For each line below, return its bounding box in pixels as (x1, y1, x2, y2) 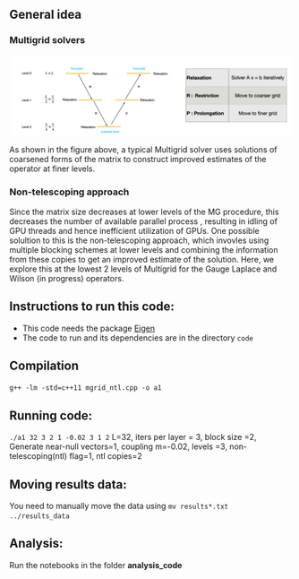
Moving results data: (9, 477, 127, 492)
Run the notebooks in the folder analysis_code (9, 559, 183, 570)
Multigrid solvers (9, 34, 86, 47)
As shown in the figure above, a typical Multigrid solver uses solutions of (9, 144, 278, 155)
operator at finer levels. (9, 163, 96, 174)
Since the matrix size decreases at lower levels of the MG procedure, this (9, 206, 279, 217)
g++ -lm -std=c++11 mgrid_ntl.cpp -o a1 (9, 384, 163, 393)
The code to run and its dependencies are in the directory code (21, 332, 253, 343)
